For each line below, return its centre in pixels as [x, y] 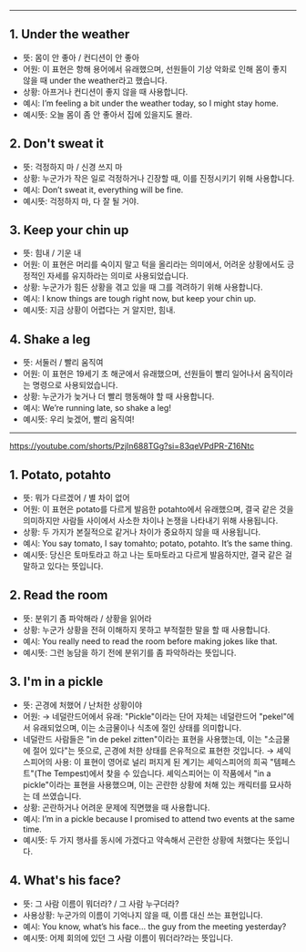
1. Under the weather [70, 34]
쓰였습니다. [62, 796]
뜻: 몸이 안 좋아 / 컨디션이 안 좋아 [81, 57]
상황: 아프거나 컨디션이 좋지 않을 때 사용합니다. [105, 91]
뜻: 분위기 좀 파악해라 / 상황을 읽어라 [87, 618]
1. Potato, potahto [60, 475]
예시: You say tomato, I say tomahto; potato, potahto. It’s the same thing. [158, 544]
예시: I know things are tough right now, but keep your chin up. [139, 299]
